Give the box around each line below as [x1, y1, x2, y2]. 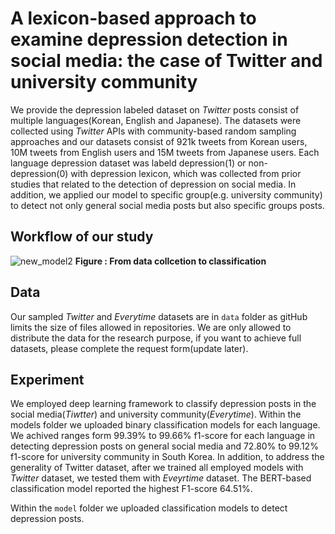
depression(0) [10, 167, 69, 179]
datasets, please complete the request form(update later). [10, 342, 249, 354]
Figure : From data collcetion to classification [74, 255, 267, 267]
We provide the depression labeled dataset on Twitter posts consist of [10, 103, 300, 116]
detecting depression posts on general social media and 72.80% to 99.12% [10, 440, 319, 452]
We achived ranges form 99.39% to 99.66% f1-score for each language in [10, 430, 316, 442]
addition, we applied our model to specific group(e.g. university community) [10, 188, 323, 201]
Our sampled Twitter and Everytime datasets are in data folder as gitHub [10, 310, 308, 322]
